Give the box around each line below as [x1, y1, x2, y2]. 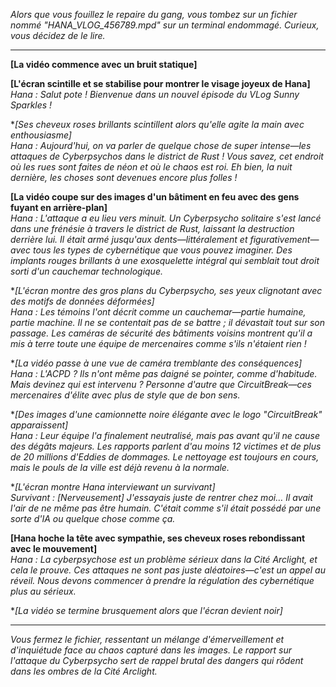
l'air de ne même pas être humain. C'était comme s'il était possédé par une [10, 502, 322, 514]
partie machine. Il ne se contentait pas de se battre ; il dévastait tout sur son [10, 317, 325, 328]
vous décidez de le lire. [10, 30, 106, 41]
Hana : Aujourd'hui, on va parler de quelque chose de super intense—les [10, 140, 312, 151]
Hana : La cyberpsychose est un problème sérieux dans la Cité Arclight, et [10, 554, 318, 565]
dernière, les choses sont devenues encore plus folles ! [10, 172, 238, 183]
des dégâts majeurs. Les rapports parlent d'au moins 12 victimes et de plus [10, 440, 322, 452]
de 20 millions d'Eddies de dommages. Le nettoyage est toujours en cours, [10, 451, 320, 463]
